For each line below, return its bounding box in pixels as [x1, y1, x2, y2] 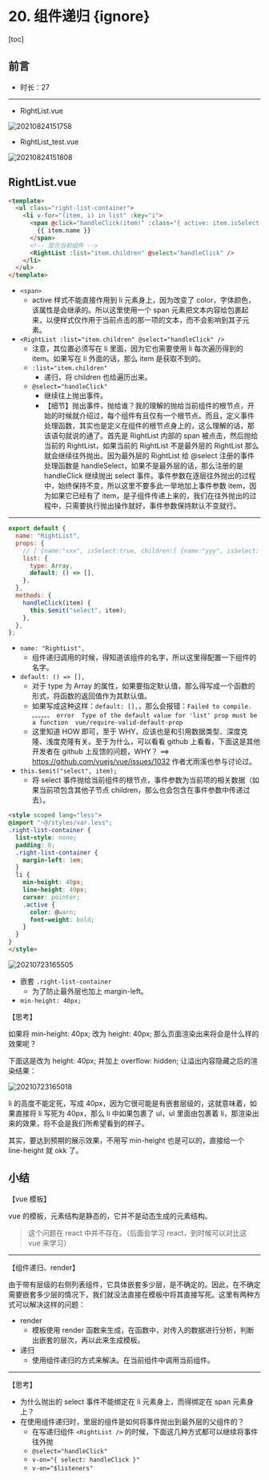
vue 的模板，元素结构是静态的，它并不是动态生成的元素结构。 [8, 1211, 212, 1221]
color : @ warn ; [29, 908, 78, 916]
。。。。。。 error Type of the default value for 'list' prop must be [31, 712, 258, 720]
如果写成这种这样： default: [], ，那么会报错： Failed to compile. [31, 702, 252, 711]
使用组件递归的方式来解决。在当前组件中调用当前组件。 [31, 1355, 215, 1365]
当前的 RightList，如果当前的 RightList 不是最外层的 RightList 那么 [43, 441, 259, 451]
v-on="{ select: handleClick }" [31, 1455, 140, 1464]
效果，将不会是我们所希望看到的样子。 [22, 1118, 149, 1128]
